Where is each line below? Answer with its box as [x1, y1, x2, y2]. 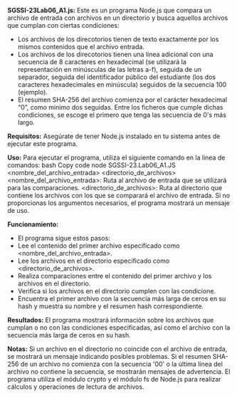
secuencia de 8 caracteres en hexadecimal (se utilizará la [17, 58, 186, 66]
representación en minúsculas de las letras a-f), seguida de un [17, 66, 201, 73]
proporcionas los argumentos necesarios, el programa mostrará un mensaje [7, 199, 230, 207]
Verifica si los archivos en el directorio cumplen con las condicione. [17, 287, 216, 295]
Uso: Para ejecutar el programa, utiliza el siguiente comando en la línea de [7, 153, 226, 162]
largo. [17, 118, 36, 127]
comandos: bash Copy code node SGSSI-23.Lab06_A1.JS [7, 161, 176, 169]
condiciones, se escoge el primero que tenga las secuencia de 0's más [17, 110, 226, 119]
